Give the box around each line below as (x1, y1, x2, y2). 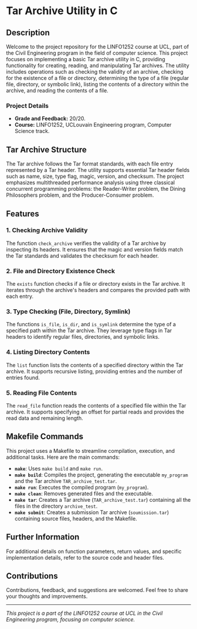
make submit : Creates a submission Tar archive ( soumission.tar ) (14, 508, 169, 516)
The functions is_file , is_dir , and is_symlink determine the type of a (6, 321, 176, 328)
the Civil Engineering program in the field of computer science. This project (6, 49, 188, 57)
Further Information (6, 532, 80, 542)
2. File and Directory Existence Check (6, 267, 116, 275)
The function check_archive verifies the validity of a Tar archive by (6, 240, 167, 247)
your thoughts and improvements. (6, 593, 88, 600)
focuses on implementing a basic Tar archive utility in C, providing (6, 56, 165, 62)
